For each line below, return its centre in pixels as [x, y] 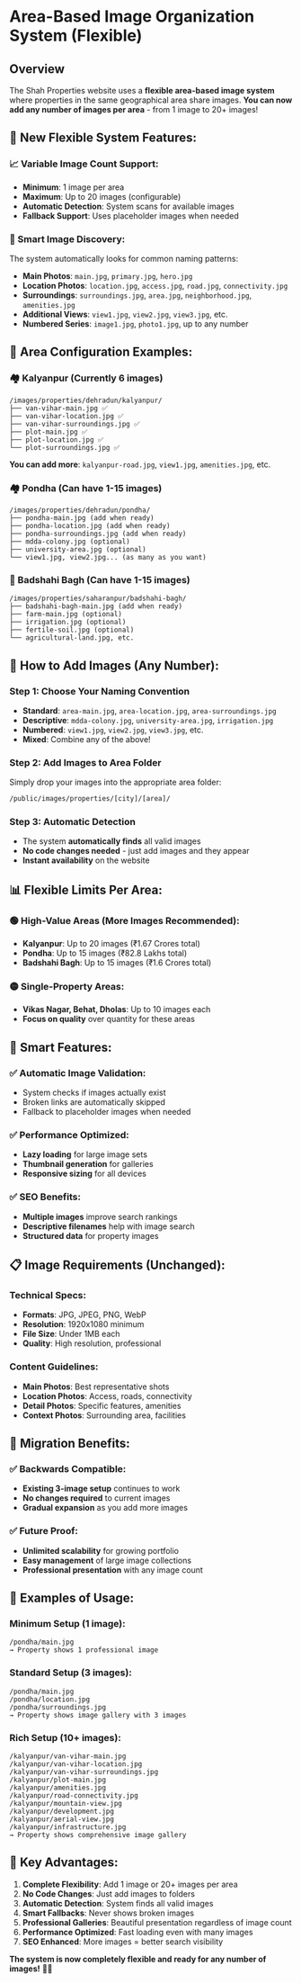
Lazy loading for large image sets [85, 1154]
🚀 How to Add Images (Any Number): [115, 665]
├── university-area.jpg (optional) [78, 549]
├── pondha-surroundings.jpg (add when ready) [98, 534]
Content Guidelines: [54, 1367]
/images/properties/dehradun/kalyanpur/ [86, 400]
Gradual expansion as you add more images [105, 1508]
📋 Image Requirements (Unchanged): [118, 1265]
